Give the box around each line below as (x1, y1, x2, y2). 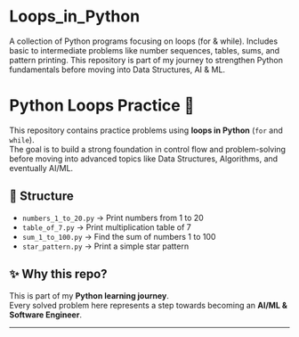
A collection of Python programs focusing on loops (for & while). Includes (9, 36, 279, 46)
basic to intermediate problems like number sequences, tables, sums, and (9, 45, 280, 55)
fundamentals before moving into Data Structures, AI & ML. (9, 64, 225, 75)
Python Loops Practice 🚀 (9, 95, 195, 116)
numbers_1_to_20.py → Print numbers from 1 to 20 (21, 212, 205, 223)
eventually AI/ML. (9, 162, 74, 173)
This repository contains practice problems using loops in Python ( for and (9, 125, 283, 136)
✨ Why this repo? (9, 267, 109, 282)
